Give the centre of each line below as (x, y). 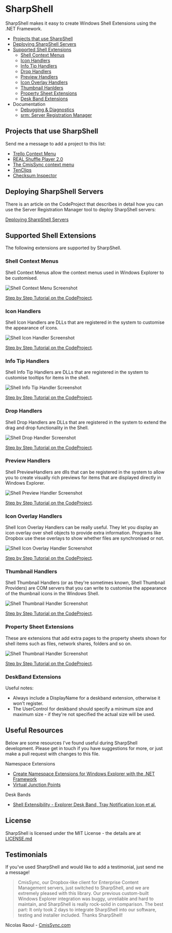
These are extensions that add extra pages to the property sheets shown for (86, 638)
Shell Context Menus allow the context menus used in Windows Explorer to (85, 272)
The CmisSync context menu (43, 164)
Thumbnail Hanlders (42, 87)
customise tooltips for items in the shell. (47, 378)
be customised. (22, 278)
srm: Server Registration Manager (56, 115)
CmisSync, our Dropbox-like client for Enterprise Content (78, 883)
